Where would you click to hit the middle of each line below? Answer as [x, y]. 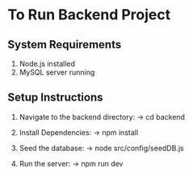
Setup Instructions [55, 98]
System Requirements [65, 45]
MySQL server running [57, 72]
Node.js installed [47, 63]
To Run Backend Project [89, 15]
